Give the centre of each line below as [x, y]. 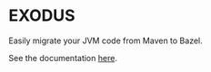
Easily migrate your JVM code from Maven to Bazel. [106, 40]
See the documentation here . [63, 58]
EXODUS [42, 16]
